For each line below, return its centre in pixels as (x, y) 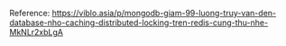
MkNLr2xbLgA (36, 32)
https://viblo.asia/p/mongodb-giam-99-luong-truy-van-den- (164, 13)
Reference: (30, 13)
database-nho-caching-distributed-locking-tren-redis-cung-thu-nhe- (139, 23)
